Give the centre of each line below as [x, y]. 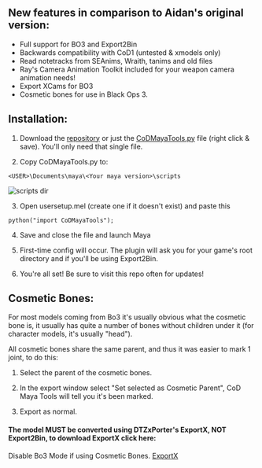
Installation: [38, 119]
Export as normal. [48, 411]
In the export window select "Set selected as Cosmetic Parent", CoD [130, 388]
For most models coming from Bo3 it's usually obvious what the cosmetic [127, 317]
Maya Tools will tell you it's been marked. [86, 396]
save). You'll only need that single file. [81, 146]
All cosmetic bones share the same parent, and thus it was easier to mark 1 [129, 349]
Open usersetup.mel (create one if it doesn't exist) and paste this [125, 206]
